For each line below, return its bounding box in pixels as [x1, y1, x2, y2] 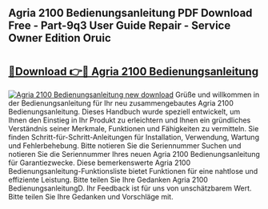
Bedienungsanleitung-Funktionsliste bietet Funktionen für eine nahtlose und [8, 167, 258, 175]
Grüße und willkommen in [174, 90, 260, 99]
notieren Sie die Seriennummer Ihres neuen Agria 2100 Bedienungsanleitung [8, 150, 260, 159]
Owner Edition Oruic [8, 31, 111, 45]
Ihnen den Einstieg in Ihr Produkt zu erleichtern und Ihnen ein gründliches [8, 115, 251, 125]
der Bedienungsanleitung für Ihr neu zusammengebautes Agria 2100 [8, 98, 234, 107]
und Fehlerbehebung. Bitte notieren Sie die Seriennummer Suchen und [8, 141, 242, 151]
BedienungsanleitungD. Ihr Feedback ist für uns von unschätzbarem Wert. [8, 183, 252, 193]
